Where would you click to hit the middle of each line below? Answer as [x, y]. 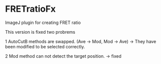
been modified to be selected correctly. [45, 46]
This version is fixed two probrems [40, 32]
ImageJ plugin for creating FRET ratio [43, 22]
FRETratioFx [30, 9]
